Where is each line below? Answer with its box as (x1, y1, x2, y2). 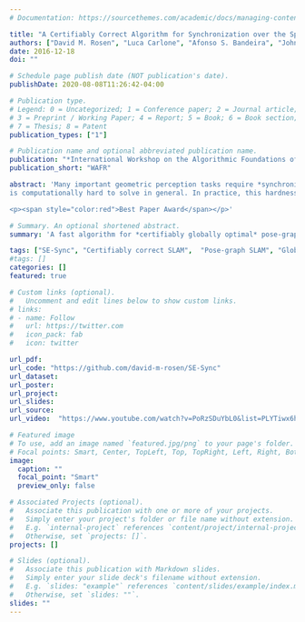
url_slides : (9, 397, 54, 406)
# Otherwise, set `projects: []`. (9, 531, 148, 541)
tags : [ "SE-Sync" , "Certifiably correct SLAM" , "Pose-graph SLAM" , (9, 246, 274, 256)
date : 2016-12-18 (9, 46, 75, 55)
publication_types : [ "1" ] (9, 130, 107, 139)
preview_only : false (17, 481, 95, 491)
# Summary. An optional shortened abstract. (9, 221, 181, 230)
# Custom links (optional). (9, 287, 116, 296)
